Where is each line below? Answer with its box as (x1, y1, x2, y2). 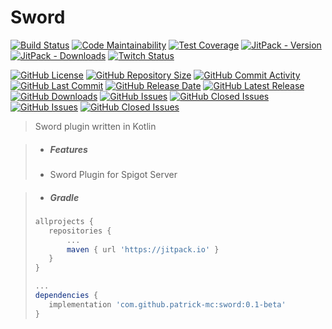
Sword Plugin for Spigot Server (49, 168, 178, 180)
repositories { (48, 226, 112, 236)
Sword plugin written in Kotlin (34, 120, 157, 132)
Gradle (49, 191, 80, 203)
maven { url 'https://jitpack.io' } (66, 244, 220, 255)
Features (49, 143, 88, 155)
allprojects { (34, 216, 94, 226)
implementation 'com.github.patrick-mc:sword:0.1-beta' (48, 299, 287, 310)
